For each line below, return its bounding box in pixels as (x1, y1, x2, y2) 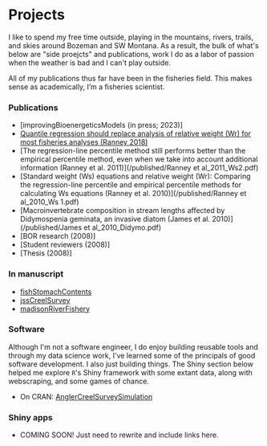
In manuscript (8, 268, 64, 280)
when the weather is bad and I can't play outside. (8, 58, 171, 68)
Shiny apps (8, 411, 54, 423)
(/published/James (19, 223, 83, 232)
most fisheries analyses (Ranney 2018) (19, 137, 148, 147)
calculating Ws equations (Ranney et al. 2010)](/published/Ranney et (19, 189, 247, 198)
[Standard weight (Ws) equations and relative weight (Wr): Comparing (19, 171, 251, 182)
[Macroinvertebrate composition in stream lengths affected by (19, 206, 225, 215)
